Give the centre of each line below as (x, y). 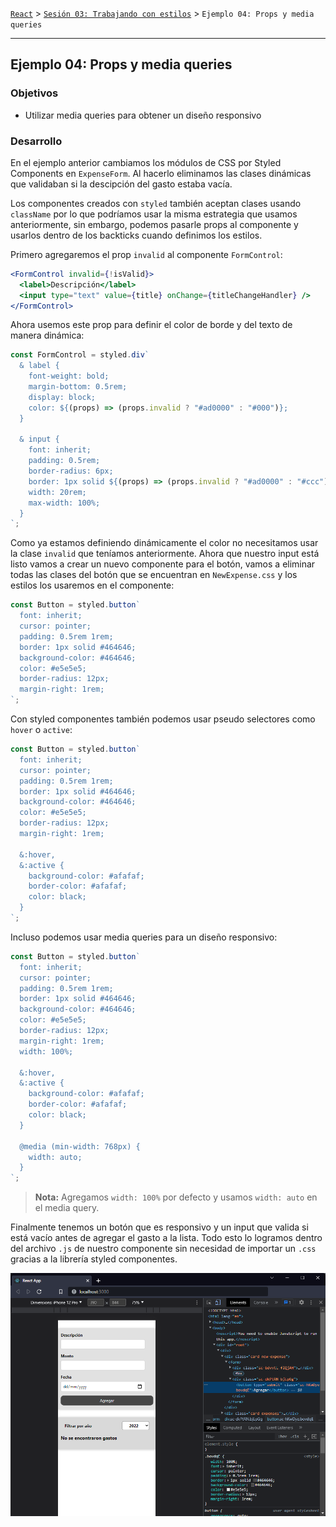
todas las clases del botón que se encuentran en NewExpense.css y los (154, 575)
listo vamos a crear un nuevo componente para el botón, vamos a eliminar (163, 564)
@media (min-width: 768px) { (80, 1146)
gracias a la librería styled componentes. (94, 1259)
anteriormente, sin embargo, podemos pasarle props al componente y (154, 224)
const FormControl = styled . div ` (80, 355)
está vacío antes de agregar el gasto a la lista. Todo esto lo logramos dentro (166, 1238)
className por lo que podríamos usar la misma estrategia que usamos (154, 214)
